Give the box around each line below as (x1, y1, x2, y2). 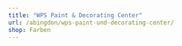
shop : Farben (8, 26, 51, 34)
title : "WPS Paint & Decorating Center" (8, 11, 143, 19)
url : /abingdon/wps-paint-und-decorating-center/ (8, 19, 175, 27)
